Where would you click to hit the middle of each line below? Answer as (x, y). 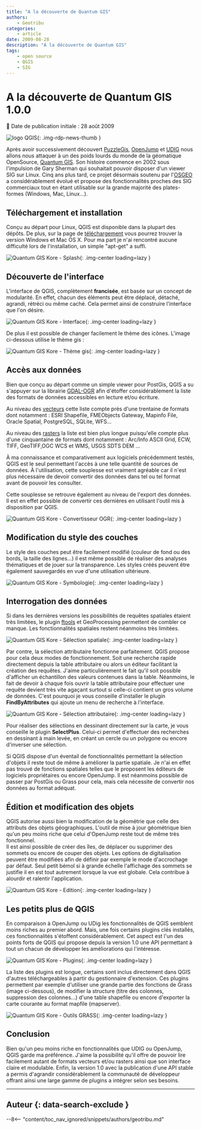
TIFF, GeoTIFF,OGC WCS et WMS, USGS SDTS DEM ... (73, 446)
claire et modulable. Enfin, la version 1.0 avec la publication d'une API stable (100, 1067)
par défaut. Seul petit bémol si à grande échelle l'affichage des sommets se (99, 866)
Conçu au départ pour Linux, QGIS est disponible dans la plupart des (91, 227)
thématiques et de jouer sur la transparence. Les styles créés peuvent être (98, 564)
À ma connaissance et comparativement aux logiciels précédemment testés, (100, 457)
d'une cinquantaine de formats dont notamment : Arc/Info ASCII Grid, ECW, (99, 439)
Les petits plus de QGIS (50, 909)
